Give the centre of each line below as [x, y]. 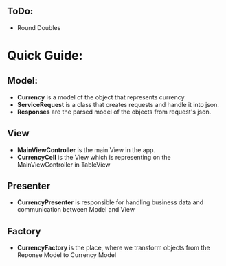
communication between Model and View [76, 210]
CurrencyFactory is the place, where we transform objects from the [114, 248]
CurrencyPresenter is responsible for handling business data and [110, 202]
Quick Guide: [45, 56]
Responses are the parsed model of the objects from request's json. [114, 112]
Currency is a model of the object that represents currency [101, 97]
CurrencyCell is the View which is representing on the [94, 157]
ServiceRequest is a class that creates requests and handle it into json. [118, 104]
